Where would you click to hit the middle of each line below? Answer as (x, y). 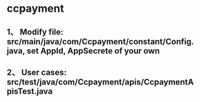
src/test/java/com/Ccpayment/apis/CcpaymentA (100, 82)
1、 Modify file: (35, 32)
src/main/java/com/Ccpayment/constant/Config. (100, 41)
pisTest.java (30, 91)
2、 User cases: (37, 72)
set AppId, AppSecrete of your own (93, 51)
